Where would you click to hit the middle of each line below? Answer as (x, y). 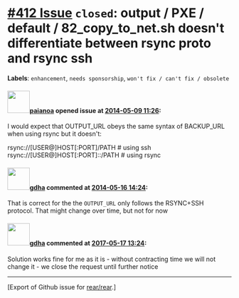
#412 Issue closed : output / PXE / (106, 13)
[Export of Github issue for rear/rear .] (62, 287)
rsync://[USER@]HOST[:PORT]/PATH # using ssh (79, 148)
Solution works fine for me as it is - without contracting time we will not (112, 259)
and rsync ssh (50, 59)
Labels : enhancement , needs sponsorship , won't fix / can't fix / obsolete (118, 78)
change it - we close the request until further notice (83, 266)
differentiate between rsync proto (109, 43)
